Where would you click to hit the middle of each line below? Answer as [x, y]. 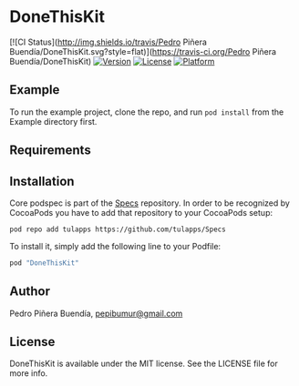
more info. [29, 373]
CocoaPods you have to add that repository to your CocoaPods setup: [141, 212]
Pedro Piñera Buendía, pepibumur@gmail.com [96, 313]
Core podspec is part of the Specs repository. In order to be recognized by [149, 203]
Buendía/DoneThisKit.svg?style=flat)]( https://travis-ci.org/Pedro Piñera [143, 51]
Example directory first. [53, 121]
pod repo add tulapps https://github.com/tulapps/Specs [118, 229]
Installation [42, 181]
